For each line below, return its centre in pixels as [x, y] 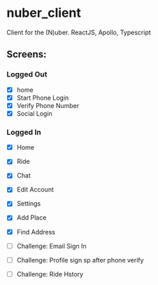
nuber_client [44, 13]
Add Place [31, 218]
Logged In [24, 132]
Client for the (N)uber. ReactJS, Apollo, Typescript [79, 32]
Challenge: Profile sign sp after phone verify [80, 260]
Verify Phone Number [48, 105]
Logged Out [27, 74]
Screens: [27, 54]
